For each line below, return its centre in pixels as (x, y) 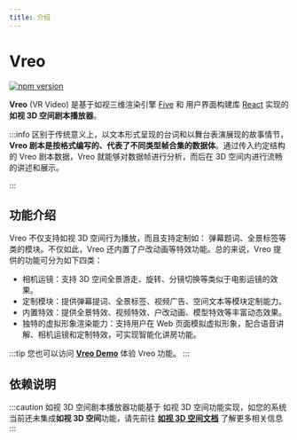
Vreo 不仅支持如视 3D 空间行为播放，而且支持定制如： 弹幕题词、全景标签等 (148, 238)
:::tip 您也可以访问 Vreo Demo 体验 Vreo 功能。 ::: (100, 354)
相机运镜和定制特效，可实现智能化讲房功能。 (119, 334)
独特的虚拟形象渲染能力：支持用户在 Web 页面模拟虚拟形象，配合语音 (149, 324)
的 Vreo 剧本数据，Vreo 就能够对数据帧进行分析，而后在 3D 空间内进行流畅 (146, 156)
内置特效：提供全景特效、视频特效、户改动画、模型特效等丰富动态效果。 (154, 312)
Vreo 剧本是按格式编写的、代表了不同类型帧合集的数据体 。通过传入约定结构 (147, 145)
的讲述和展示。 (36, 167)
